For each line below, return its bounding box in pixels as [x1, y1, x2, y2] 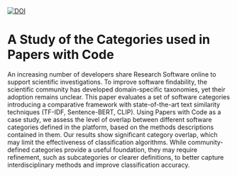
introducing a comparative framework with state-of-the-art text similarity [7, 100, 221, 109]
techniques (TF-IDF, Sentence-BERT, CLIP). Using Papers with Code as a [7, 107, 221, 116]
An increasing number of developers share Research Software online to [7, 70, 216, 78]
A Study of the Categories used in [7, 32, 211, 48]
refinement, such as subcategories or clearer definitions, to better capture [7, 153, 224, 161]
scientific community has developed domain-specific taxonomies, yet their [7, 85, 226, 94]
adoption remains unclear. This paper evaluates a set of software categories [7, 92, 231, 101]
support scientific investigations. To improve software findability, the [7, 77, 208, 86]
